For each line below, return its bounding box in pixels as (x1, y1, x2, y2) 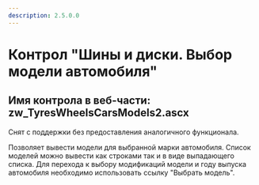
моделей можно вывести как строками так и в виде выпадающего (8, 151, 235, 160)
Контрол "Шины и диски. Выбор (8, 45, 232, 63)
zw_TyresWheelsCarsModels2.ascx (8, 106, 189, 119)
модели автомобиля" (8, 62, 158, 80)
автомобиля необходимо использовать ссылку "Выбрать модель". (8, 168, 235, 177)
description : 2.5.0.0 (8, 11, 80, 20)
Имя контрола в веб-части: (8, 94, 151, 108)
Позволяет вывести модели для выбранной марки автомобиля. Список (8, 142, 251, 152)
